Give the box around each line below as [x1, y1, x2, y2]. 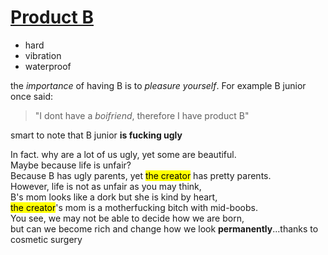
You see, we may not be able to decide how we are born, [10, 212, 245, 224]
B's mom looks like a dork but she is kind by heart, [10, 191, 218, 203]
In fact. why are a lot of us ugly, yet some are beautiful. [10, 148, 237, 160]
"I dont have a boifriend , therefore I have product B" [34, 109, 250, 121]
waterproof [24, 60, 72, 72]
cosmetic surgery [10, 233, 83, 245]
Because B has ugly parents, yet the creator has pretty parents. [10, 169, 272, 181]
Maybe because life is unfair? [10, 159, 132, 171]
